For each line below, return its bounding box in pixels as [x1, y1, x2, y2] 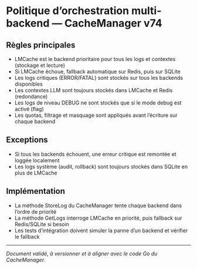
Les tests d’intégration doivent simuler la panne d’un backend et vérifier [14, 227, 188, 234]
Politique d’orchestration [6, 4, 130, 18]
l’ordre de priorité [14, 208, 57, 215]
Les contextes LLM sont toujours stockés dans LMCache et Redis [14, 87, 173, 93]
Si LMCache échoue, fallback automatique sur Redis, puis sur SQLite [14, 68, 181, 75]
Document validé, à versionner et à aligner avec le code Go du [6, 250, 158, 257]
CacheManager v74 [64, 16, 162, 30]
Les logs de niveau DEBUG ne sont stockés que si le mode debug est [14, 99, 182, 106]
